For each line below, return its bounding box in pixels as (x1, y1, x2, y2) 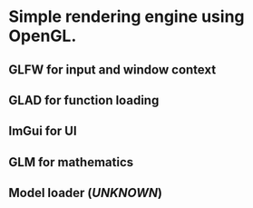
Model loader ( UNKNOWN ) (8, 185, 162, 201)
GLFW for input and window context (8, 62, 217, 77)
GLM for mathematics (8, 154, 134, 170)
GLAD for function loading (8, 93, 160, 108)
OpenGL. (8, 25, 77, 46)
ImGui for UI (8, 124, 78, 139)
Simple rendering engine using (8, 6, 246, 27)
